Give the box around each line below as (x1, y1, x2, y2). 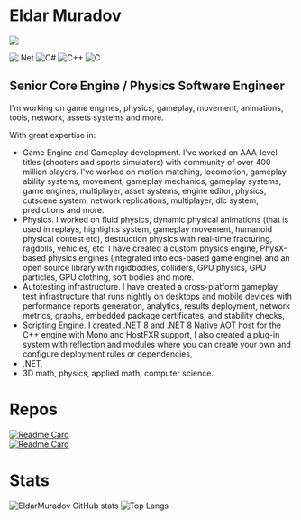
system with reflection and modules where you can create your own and (22, 339, 291, 349)
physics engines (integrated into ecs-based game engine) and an (48, 252, 290, 263)
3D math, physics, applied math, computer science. (22, 367, 214, 378)
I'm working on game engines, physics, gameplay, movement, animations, (9, 102, 284, 113)
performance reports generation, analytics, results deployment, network (22, 300, 291, 311)
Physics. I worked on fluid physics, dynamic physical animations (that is (22, 214, 289, 225)
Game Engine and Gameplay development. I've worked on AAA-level (22, 146, 278, 158)
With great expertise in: (9, 129, 96, 140)
